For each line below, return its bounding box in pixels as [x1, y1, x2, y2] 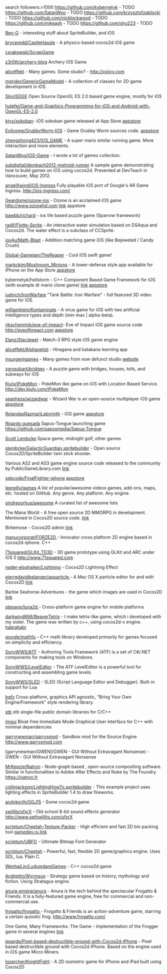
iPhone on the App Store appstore [5, 267, 75, 273]
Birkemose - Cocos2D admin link [5, 524, 73, 530]
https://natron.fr [5, 774, 38, 780]
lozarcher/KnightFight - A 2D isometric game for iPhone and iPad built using [5, 958, 161, 964]
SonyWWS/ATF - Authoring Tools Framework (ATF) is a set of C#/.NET [5, 649, 151, 654]
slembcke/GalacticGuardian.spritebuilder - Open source [5, 445, 120, 451]
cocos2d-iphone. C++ [5, 539, 51, 545]
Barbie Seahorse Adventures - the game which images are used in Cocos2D [5, 589, 162, 594]
